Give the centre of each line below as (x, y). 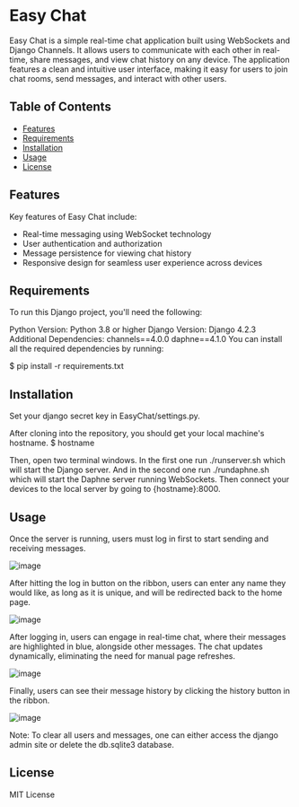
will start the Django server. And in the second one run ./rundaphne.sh (139, 470)
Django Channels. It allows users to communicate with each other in (135, 49)
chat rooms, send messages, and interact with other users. (118, 78)
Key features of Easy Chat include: (73, 216)
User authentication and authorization (92, 243)
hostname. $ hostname (52, 443)
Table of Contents (61, 107)
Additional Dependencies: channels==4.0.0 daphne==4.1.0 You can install (146, 339)
